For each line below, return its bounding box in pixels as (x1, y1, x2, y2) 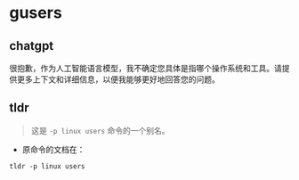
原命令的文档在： (21, 143, 85, 154)
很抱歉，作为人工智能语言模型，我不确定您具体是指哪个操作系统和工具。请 (9, 63, 282, 73)
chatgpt (9, 38, 54, 53)
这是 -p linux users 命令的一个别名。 (30, 125, 170, 135)
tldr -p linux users (9, 161, 86, 171)
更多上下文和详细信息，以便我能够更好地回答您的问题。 (16, 74, 220, 85)
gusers (9, 3, 62, 23)
